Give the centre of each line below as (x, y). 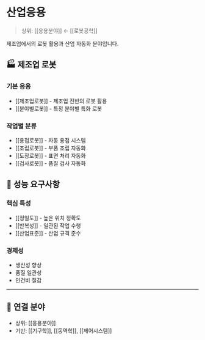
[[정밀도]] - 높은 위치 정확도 (48, 218)
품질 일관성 (28, 272)
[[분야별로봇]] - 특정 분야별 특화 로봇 (59, 108)
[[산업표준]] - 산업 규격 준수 (48, 233)
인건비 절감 (28, 280)
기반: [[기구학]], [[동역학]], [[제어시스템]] (63, 330)
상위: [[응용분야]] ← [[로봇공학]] (59, 31)
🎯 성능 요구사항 (33, 184)
